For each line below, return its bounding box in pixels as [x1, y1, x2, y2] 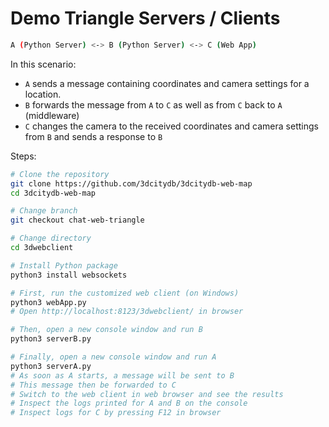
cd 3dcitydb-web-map [10, 188, 97, 198]
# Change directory [10, 233, 92, 244]
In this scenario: [10, 58, 77, 70]
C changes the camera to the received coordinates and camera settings [24, 120, 319, 132]
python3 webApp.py [10, 297, 87, 307]
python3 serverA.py [10, 361, 92, 371]
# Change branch [10, 206, 78, 216]
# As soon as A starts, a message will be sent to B [10, 370, 235, 381]
